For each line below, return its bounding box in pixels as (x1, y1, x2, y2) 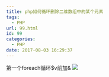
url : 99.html (6, 25, 39, 31)
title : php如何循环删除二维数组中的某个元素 (6, 8, 104, 15)
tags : (6, 14, 20, 20)
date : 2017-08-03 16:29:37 (6, 47, 73, 53)
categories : (6, 36, 36, 42)
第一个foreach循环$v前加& (6, 64, 71, 71)
